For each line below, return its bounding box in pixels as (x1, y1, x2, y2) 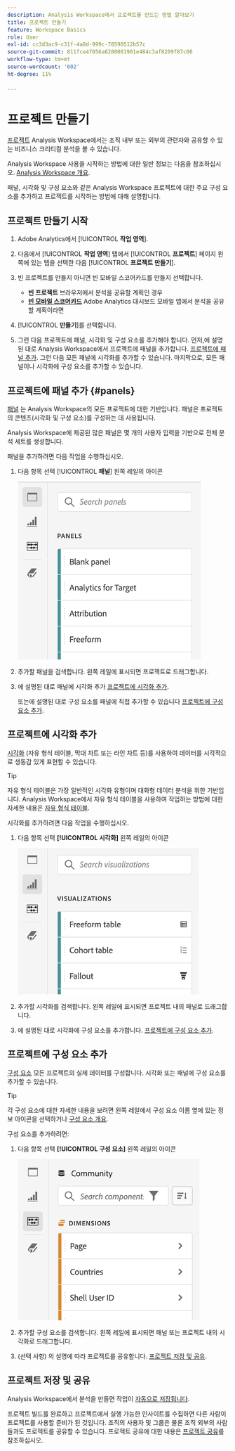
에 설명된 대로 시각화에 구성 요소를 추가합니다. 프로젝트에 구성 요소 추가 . (17, 1026, 214, 1034)
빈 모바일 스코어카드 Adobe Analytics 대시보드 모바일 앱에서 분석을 (27, 297, 212, 306)
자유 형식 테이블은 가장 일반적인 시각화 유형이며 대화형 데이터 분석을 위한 (7, 786, 206, 794)
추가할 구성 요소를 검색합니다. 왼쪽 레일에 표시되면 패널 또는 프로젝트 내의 (17, 1328, 218, 1336)
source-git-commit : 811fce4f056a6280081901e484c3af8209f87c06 (7, 49, 193, 56)
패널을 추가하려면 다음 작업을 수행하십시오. (7, 452, 124, 460)
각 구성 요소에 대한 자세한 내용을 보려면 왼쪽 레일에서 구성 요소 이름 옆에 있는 (7, 1106, 217, 1114)
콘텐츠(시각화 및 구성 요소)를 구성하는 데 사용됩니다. (14, 413, 156, 422)
